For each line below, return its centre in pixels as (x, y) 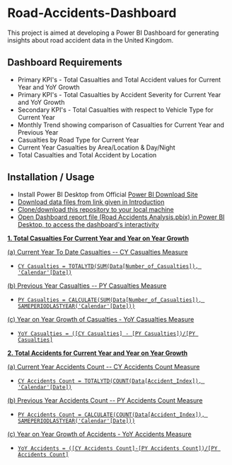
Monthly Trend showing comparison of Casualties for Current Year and (121, 125)
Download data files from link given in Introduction (91, 202)
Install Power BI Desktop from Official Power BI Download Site (108, 194)
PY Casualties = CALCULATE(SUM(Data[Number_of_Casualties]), (110, 300)
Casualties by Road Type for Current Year (78, 140)
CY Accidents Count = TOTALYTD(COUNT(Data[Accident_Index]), (110, 381)
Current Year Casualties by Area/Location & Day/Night (96, 147)
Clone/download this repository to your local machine (96, 209)
